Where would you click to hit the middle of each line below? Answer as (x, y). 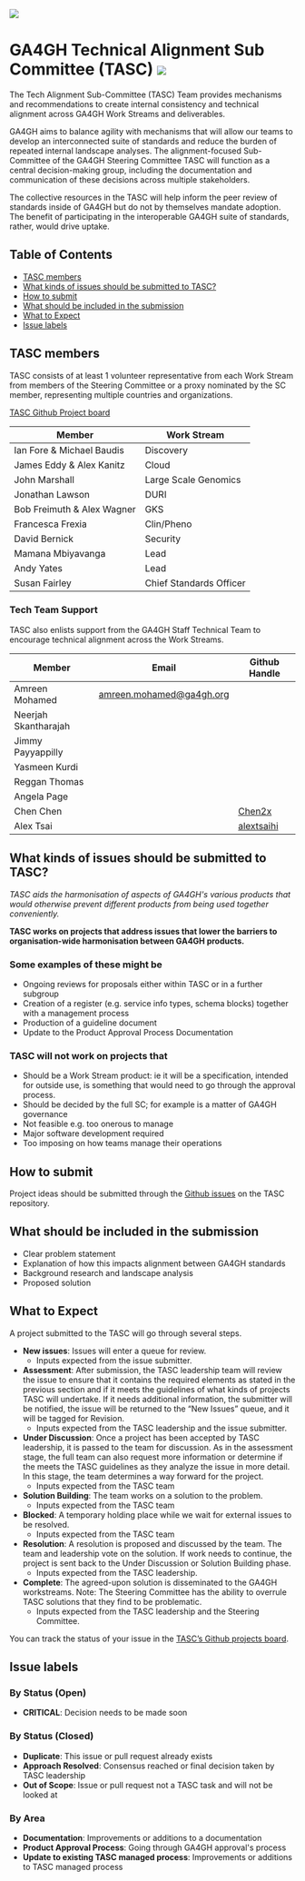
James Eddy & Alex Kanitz (69, 465)
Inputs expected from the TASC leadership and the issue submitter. (162, 1428)
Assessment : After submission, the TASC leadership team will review (152, 1370)
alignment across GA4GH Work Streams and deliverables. (117, 114)
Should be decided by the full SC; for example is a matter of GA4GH (149, 1104)
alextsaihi (258, 826)
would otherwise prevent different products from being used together (139, 904)
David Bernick (44, 539)
